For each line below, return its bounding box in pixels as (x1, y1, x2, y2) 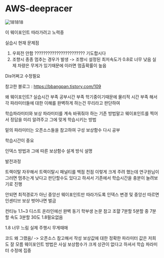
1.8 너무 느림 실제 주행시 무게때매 (5, 225, 69, 230)
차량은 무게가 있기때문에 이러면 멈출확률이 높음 (17, 62, 107, 68)
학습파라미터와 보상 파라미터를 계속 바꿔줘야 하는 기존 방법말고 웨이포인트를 (5, 110, 149, 116)
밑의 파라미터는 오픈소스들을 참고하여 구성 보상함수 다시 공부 (5, 127, 120, 133)
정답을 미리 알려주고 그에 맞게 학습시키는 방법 (10, 116, 97, 122)
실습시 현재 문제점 (5, 40, 39, 46)
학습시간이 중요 (5, 137, 34, 143)
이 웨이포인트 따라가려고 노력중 (5, 29, 65, 35)
